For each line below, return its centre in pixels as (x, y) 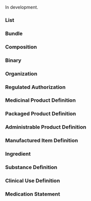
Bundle (14, 33)
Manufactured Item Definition (42, 141)
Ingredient (18, 154)
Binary (13, 60)
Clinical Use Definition (33, 181)
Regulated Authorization (35, 87)
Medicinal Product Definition (41, 100)
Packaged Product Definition (41, 114)
